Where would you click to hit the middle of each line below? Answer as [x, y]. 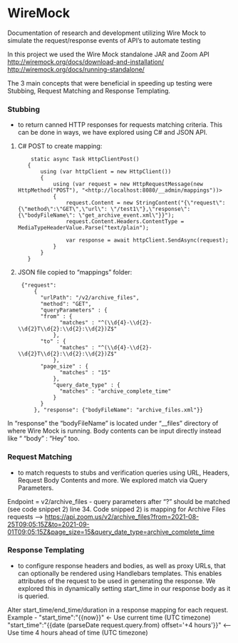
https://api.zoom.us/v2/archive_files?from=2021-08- [122, 516]
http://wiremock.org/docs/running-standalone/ [76, 69]
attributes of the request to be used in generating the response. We [117, 581]
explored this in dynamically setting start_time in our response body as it [124, 588]
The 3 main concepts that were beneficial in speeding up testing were [110, 83]
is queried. [33, 596]
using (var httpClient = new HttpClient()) [106, 172]
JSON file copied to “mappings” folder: [75, 272]
